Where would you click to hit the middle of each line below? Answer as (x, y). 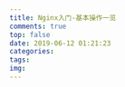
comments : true (38, 26)
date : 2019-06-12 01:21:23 (60, 43)
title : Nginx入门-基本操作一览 (63, 18)
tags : (19, 60)
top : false (30, 34)
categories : (32, 52)
